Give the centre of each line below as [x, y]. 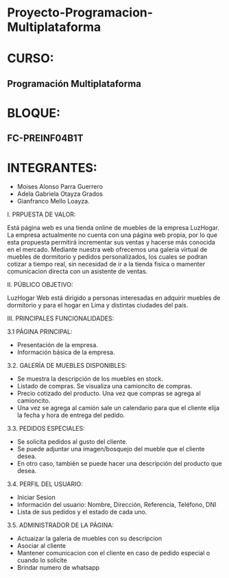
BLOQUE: [34, 113]
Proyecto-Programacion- [80, 13]
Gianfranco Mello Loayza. [53, 201]
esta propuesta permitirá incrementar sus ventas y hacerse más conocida [111, 242]
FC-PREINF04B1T [45, 138]
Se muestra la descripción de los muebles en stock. [90, 379]
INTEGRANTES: [52, 167]
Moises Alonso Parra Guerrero [60, 187]
